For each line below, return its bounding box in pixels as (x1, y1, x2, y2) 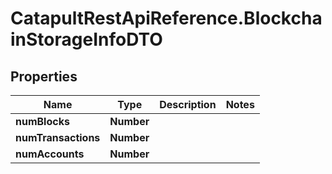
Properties (10, 68, 78, 85)
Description (159, 98, 217, 111)
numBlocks (15, 115, 70, 128)
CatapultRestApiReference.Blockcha (10, 7, 323, 30)
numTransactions (15, 131, 101, 144)
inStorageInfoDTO (10, 28, 163, 51)
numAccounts (15, 147, 85, 161)
